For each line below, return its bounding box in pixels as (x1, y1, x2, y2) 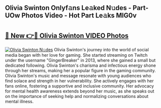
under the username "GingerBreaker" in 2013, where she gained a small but (5, 58, 156, 63)
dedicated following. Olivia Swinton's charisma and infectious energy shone (5, 62, 156, 68)
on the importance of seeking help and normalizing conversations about (5, 93, 148, 99)
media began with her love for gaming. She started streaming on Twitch (5, 52, 148, 58)
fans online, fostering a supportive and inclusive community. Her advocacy (5, 83, 154, 89)
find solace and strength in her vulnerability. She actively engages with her (5, 78, 154, 84)
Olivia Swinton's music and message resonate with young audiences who (5, 73, 151, 78)
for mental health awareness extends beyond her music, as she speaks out (5, 88, 155, 94)
